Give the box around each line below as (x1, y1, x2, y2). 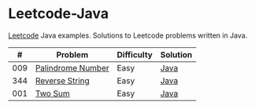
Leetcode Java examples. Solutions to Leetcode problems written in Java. (8, 31, 248, 40)
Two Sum (35, 88, 70, 99)
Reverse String (35, 75, 91, 86)
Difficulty (116, 49, 153, 60)
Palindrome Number (35, 62, 109, 73)
